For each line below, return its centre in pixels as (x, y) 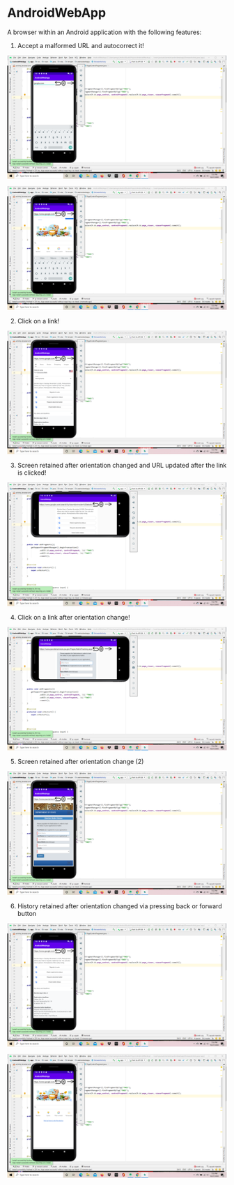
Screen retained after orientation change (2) (80, 762)
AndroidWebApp (57, 13)
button (27, 913)
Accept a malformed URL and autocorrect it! (81, 45)
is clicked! (32, 473)
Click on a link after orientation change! (73, 617)
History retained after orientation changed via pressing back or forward (119, 906)
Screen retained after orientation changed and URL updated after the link (122, 466)
